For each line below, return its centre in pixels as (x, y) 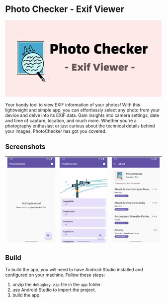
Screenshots (25, 147)
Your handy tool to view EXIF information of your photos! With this (73, 105)
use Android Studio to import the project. (54, 290)
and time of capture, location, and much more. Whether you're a (71, 121)
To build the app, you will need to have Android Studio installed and (74, 270)
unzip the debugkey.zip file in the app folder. (57, 285)
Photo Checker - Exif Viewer (65, 9)
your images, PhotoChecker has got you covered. (56, 131)
